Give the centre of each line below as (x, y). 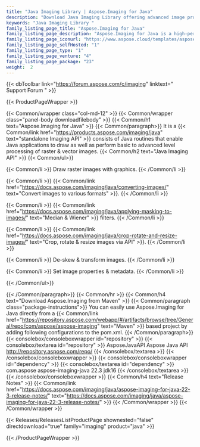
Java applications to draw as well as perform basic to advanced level (91, 145)
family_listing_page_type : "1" (45, 51)
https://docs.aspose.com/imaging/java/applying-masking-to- (97, 212)
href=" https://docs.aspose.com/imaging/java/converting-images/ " (88, 187)
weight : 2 (20, 67)
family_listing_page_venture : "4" (49, 56)
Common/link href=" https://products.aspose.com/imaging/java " (85, 132)
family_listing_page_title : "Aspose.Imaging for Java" (76, 28)
